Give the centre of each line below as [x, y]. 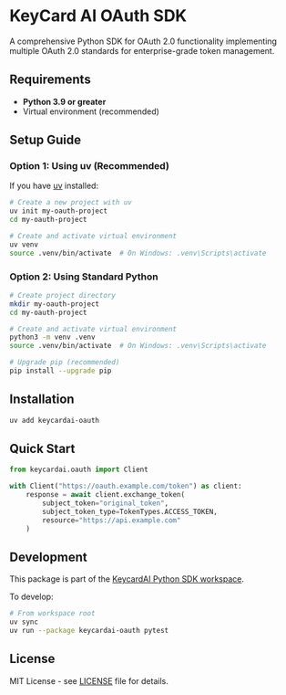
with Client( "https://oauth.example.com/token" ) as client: [126, 486]
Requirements [50, 80]
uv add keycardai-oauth [55, 420]
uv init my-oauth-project [58, 211]
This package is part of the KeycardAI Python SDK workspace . [127, 579]
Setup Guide [46, 140]
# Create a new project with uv [71, 203]
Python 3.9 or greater [64, 101]
